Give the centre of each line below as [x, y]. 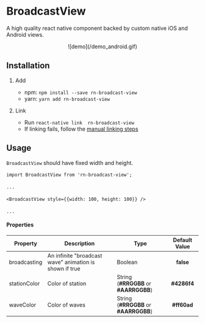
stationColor [24, 283]
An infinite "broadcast [75, 255]
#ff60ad [182, 305]
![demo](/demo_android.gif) [103, 46]
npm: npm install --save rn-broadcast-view [81, 92]
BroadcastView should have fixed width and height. [70, 162]
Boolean [127, 262]
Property [26, 243]
